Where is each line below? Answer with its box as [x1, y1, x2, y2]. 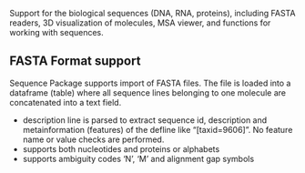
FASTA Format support [9, 54, 141, 69]
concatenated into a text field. [9, 97, 122, 107]
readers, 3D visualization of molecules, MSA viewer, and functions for [9, 17, 271, 28]
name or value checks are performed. [22, 134, 165, 145]
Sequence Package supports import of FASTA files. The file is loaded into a [9, 77, 291, 88]
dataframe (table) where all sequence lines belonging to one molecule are [9, 86, 287, 98]
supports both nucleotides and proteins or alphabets [22, 143, 220, 154]
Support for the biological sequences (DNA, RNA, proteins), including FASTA [9, 8, 296, 18]
